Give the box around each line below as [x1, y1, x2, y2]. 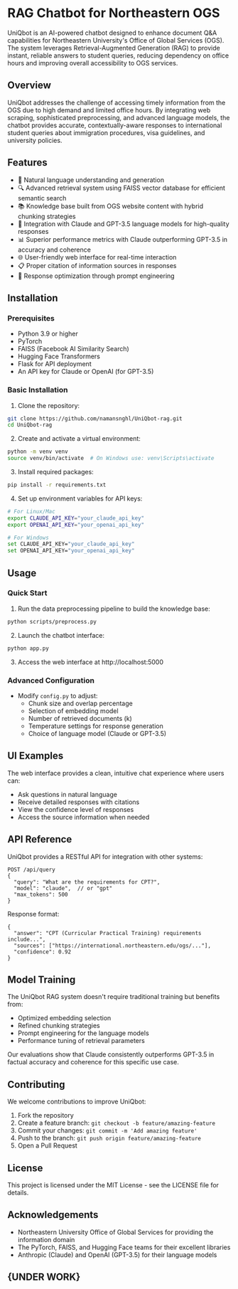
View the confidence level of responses [17, 805, 134, 813]
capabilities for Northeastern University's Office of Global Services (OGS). [7, 36, 225, 44]
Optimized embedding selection [17, 1014, 112, 1022]
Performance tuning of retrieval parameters [17, 1037, 146, 1045]
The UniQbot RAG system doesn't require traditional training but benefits [7, 993, 220, 1001]
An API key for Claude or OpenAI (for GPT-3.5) [17, 368, 154, 376]
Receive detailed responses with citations [17, 798, 140, 806]
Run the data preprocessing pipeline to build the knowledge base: [17, 604, 211, 613]
